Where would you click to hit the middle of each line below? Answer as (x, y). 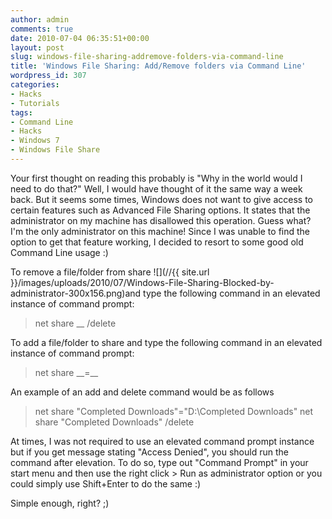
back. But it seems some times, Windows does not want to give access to (162, 199)
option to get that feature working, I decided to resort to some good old (157, 242)
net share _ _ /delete (75, 323)
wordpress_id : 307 (48, 76)
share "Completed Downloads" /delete (114, 422)
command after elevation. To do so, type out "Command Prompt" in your (159, 462)
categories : (35, 85)
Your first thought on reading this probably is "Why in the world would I (156, 178)
